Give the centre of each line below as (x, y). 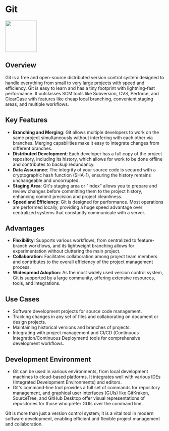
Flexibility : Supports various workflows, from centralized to (74, 240)
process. (22, 267)
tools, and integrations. (36, 283)
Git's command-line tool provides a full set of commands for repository (86, 387)
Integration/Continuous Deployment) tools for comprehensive (76, 338)
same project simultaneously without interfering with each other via (82, 138)
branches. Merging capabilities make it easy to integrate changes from (86, 143)
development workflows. (38, 343)
